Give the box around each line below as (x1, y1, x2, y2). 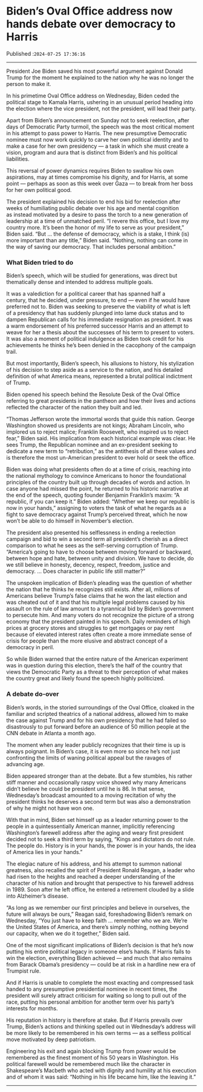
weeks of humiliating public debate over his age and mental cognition (6, 204, 179, 211)
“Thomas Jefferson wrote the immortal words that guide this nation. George (6, 415, 195, 423)
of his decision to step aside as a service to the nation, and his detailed (6, 366, 183, 374)
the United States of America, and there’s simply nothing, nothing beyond (6, 923, 188, 930)
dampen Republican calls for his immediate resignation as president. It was (6, 316, 193, 323)
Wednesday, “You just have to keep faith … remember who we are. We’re (6, 916, 188, 924)
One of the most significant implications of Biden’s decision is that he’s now (6, 941, 194, 948)
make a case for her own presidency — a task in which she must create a (6, 142, 188, 150)
